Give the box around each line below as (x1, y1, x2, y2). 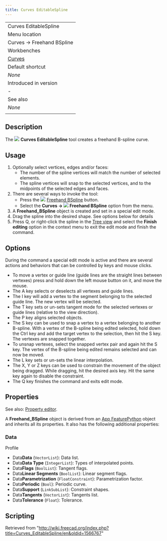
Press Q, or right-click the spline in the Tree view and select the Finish (12, 218, 157, 225)
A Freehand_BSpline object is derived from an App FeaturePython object (5, 415, 156, 421)
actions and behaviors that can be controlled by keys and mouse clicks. (5, 262, 153, 268)
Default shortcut (7, 63, 46, 70)
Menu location (7, 30, 41, 37)
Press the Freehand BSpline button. (19, 197, 99, 203)
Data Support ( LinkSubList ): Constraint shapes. (12, 486, 110, 492)
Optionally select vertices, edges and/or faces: (12, 164, 109, 170)
